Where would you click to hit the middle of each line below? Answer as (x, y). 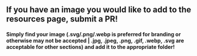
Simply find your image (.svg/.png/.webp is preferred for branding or (94, 34)
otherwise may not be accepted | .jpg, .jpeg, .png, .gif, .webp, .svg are (95, 41)
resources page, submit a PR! (62, 19)
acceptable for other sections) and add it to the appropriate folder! (90, 46)
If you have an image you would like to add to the (99, 10)
